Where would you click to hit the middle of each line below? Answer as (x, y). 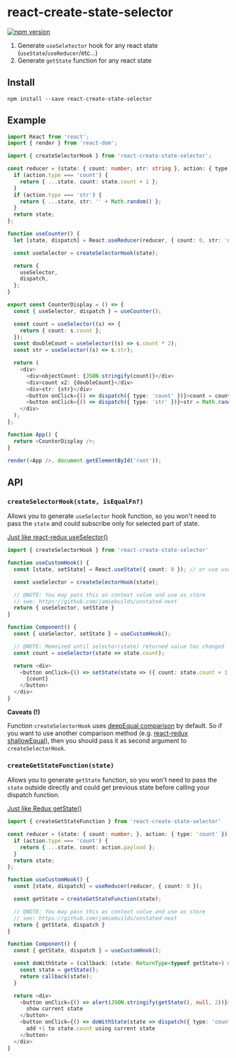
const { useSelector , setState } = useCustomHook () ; (92, 634)
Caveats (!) (24, 712)
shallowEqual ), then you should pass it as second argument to (97, 740)
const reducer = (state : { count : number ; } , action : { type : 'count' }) (118, 835)
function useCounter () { (44, 234)
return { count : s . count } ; (61, 331)
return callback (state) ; (56, 976)
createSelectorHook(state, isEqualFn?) (76, 502)
